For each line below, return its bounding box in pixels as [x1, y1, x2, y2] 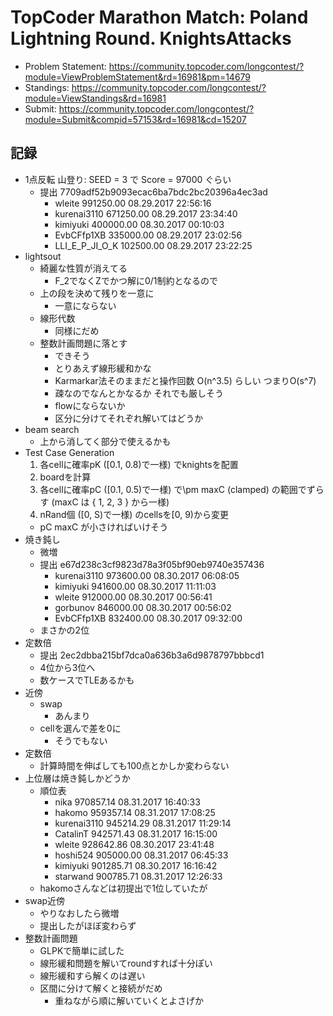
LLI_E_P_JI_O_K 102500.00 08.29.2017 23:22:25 [54, 239, 253, 251]
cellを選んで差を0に [39, 722, 122, 734]
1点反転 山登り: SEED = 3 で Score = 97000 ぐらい [24, 173, 232, 185]
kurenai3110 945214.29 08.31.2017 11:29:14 [54, 817, 232, 829]
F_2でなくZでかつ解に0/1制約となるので [54, 274, 219, 286]
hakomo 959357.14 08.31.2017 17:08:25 [54, 806, 216, 818]
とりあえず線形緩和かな [54, 362, 152, 374]
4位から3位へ [39, 661, 96, 673]
